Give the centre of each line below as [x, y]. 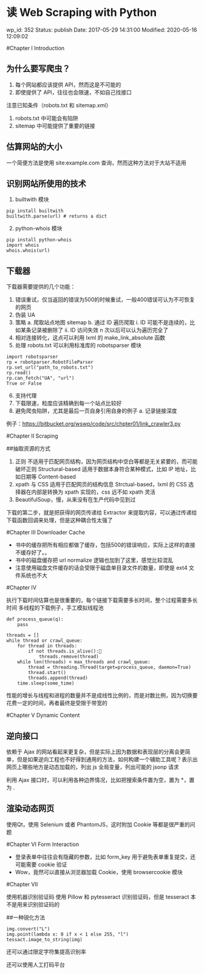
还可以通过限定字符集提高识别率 [46, 951]
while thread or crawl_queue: [45, 641]
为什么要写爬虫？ [38, 69]
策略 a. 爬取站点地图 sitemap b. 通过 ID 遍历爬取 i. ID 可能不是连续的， [102, 322]
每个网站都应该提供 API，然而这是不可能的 [68, 84]
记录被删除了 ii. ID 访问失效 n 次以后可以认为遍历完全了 [100, 330]
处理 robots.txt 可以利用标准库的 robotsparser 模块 [78, 346]
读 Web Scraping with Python [81, 12]
